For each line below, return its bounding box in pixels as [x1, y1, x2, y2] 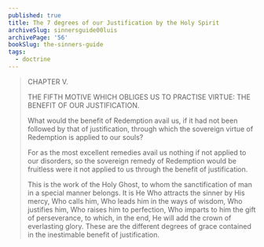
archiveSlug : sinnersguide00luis [8, 26, 118, 34]
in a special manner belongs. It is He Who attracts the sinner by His [27, 188, 245, 197]
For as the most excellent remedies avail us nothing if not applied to [27, 147, 247, 157]
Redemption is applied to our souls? [27, 132, 144, 142]
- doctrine [15, 56, 51, 64]
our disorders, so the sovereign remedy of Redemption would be [27, 156, 237, 165]
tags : [8, 48, 26, 56]
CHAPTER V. [27, 76, 68, 87]
